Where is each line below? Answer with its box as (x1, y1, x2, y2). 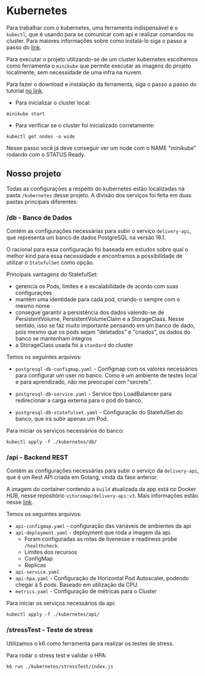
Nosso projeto (6, 168, 61, 179)
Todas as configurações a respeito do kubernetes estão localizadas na (6, 185, 185, 192)
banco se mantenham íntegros (15, 335, 92, 342)
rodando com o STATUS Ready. (6, 151, 86, 158)
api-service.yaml (15, 569, 60, 575)
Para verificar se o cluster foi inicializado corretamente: (15, 121, 155, 129)
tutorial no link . (6, 87, 44, 94)
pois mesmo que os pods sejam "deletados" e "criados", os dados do (15, 328, 191, 336)
